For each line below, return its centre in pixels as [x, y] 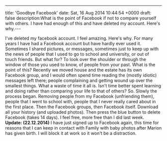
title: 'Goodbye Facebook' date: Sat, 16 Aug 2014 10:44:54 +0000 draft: [78, 13]
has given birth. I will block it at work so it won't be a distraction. [71, 133]
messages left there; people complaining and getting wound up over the [79, 80]
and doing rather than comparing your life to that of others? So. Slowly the [81, 91]
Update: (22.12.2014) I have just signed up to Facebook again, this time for [82, 123]
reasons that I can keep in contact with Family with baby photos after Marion [83, 128]
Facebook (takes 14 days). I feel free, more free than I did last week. [75, 117]
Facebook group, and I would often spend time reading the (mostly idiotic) [81, 75]
